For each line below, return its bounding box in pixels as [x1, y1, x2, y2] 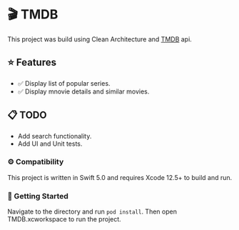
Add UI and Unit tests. [17, 139, 83, 148]
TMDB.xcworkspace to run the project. [7, 215, 121, 224]
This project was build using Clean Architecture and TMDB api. [7, 34, 193, 44]
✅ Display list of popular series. [17, 79, 111, 87]
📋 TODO [7, 109, 47, 121]
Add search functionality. [17, 131, 92, 140]
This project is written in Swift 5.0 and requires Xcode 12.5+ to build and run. [7, 173, 233, 181]
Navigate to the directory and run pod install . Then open [7, 207, 177, 216]
